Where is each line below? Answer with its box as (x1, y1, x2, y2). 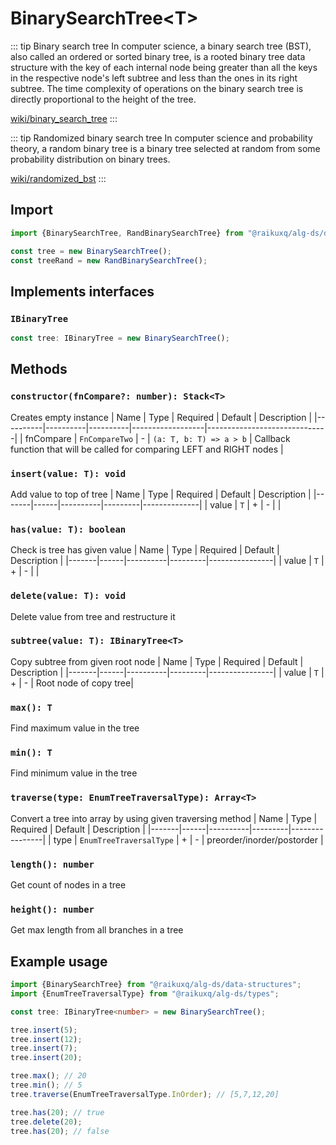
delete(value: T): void (10, 590, 127, 602)
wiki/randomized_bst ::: (10, 172, 107, 184)
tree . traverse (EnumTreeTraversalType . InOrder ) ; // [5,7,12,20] (10, 1089, 280, 1099)
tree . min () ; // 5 (10, 1080, 83, 1091)
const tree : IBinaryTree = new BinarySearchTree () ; (10, 333, 230, 344)
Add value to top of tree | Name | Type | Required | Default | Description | (10, 488, 312, 500)
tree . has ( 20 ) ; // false (10, 1126, 110, 1136)
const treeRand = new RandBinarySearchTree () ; (10, 255, 208, 266)
